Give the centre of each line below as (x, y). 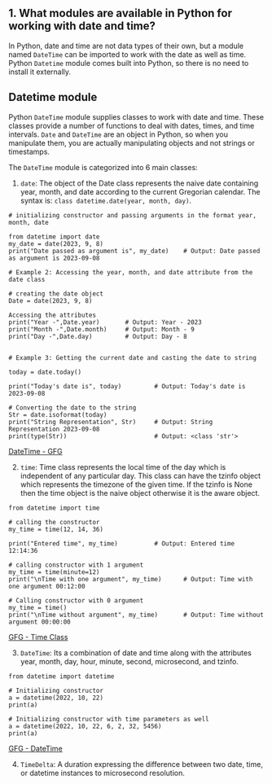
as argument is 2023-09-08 (54, 258)
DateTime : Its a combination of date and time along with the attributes (136, 653)
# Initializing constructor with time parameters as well (109, 719)
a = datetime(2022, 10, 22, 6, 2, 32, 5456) (85, 726)
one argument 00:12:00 (47, 586)
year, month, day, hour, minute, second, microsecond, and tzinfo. (129, 661)
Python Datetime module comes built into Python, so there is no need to (129, 63)
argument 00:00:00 (39, 622)
